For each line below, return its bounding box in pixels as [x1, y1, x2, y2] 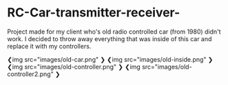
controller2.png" [7, 70, 54, 78]
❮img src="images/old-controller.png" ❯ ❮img [7, 62, 141, 71]
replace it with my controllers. [7, 42, 92, 50]
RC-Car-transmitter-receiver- [7, 5, 180, 21]
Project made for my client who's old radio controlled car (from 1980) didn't [7, 27, 222, 36]
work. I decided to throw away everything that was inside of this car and [7, 34, 212, 42]
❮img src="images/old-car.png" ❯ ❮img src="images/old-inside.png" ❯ [7, 55, 214, 63]
